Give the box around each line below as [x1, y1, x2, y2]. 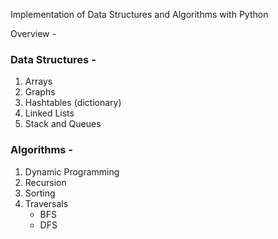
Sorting [24, 187, 56, 199]
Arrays [24, 75, 53, 88]
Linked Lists [24, 107, 75, 119]
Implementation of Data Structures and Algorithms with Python [10, 9, 269, 20]
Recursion [24, 176, 67, 188]
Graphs [24, 86, 56, 98]
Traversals [24, 197, 69, 209]
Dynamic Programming [24, 165, 120, 178]
